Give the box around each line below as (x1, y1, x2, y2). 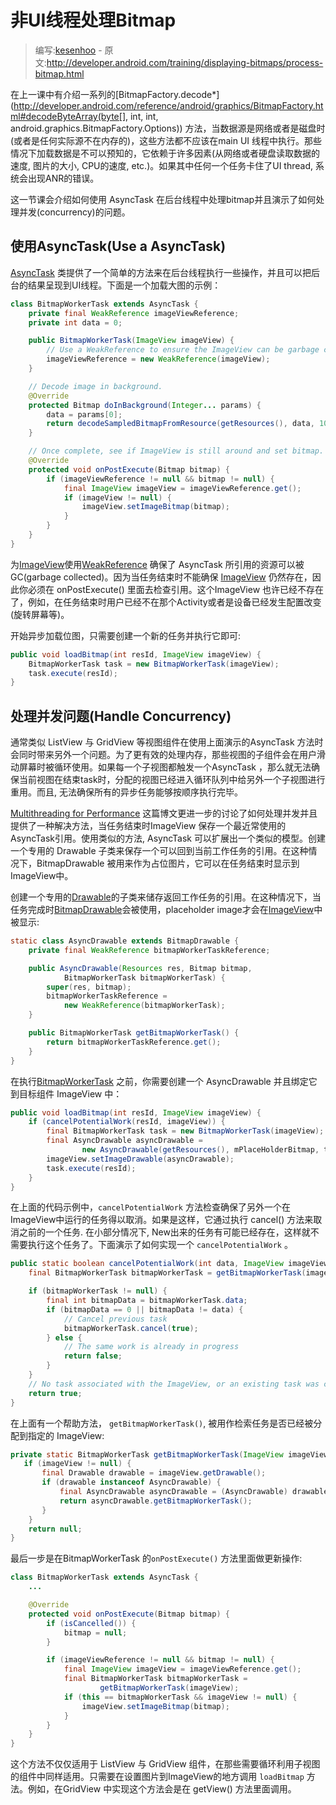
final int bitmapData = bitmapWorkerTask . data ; (46, 1296, 248, 1306)
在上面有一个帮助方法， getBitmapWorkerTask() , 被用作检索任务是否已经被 (10, 1417, 314, 1429)
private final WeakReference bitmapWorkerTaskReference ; (28, 945, 271, 955)
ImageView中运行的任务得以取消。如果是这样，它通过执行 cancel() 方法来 (10, 1214, 314, 1226)
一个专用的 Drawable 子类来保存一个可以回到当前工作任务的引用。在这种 (10, 845, 309, 857)
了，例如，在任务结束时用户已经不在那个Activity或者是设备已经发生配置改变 (10, 596, 322, 608)
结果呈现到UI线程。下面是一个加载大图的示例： (27, 279, 222, 291)
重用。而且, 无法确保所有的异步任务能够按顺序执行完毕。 (10, 786, 243, 798)
